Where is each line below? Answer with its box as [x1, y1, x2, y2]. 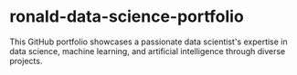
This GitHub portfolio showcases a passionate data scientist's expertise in [9, 36, 288, 47]
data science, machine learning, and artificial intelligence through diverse [9, 45, 286, 56]
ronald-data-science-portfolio [9, 6, 244, 27]
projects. [9, 55, 43, 66]
